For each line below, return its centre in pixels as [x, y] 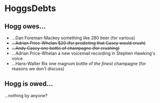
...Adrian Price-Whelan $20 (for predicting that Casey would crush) [79, 43]
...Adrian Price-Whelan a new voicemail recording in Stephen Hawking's [83, 53]
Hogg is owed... [29, 84]
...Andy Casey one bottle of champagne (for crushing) [65, 48]
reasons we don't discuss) [38, 69]
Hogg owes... [25, 26]
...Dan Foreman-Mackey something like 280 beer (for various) [73, 38]
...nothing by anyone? [26, 95]
